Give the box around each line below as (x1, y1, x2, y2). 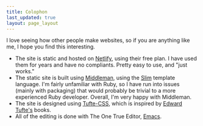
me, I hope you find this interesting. (6, 43, 96, 50)
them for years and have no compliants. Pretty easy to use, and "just (15, 61, 188, 68)
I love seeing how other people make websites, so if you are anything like (6, 37, 190, 44)
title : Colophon (6, 8, 48, 15)
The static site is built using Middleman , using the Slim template (15, 74, 176, 82)
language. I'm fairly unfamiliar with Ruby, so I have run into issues (15, 81, 180, 88)
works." (15, 68, 35, 75)
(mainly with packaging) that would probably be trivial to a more (15, 87, 176, 94)
